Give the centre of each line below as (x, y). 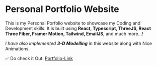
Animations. (18, 48)
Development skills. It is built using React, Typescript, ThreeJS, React (78, 28)
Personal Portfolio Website (62, 9)
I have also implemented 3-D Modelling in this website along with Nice (79, 43)
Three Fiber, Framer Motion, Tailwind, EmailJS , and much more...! (74, 33)
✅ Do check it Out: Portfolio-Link (39, 58)
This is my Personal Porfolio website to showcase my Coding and (73, 23)
